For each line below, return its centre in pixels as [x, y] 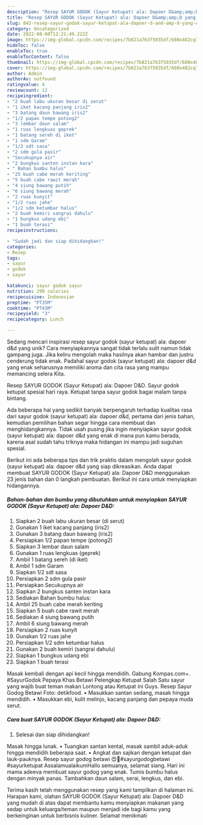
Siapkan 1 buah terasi [42, 662]
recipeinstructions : [33, 230]
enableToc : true [27, 51]
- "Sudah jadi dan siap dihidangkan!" [55, 241]
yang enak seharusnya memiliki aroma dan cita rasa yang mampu [88, 367]
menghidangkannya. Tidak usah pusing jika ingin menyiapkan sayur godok [99, 429]
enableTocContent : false [38, 57]
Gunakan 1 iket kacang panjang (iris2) [62, 527]
